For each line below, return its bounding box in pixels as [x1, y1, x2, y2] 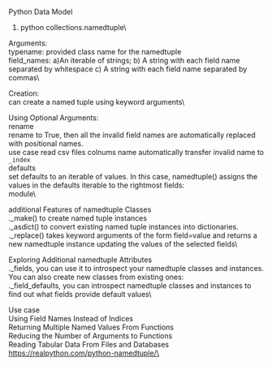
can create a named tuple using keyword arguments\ [8, 97, 185, 106]
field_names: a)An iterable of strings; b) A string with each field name [8, 56, 241, 65]
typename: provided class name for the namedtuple [8, 47, 182, 56]
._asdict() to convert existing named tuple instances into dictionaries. [8, 222, 239, 231]
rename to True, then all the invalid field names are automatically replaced [8, 130, 256, 140]
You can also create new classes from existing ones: [8, 272, 184, 282]
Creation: [8, 88, 40, 98]
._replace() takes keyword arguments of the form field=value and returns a [8, 230, 257, 240]
